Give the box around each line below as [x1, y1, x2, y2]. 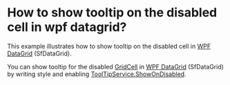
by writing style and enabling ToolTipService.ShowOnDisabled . [7, 70, 186, 78]
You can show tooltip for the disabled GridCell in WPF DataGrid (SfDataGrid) [7, 62, 224, 71]
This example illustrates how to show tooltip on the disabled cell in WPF [7, 42, 211, 50]
